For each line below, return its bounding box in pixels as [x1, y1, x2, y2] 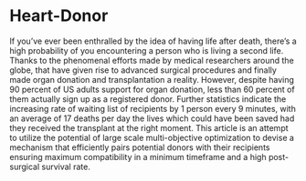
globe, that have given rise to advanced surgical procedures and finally [9, 65, 277, 75]
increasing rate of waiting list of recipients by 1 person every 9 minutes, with [9, 103, 297, 114]
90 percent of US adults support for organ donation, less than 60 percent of [9, 84, 295, 95]
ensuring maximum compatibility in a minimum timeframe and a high [9, 151, 267, 162]
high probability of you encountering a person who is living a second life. [9, 45, 284, 55]
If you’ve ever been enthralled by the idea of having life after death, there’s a [9, 35, 297, 46]
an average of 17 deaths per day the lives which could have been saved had [9, 113, 295, 124]
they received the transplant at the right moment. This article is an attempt [9, 122, 290, 133]
